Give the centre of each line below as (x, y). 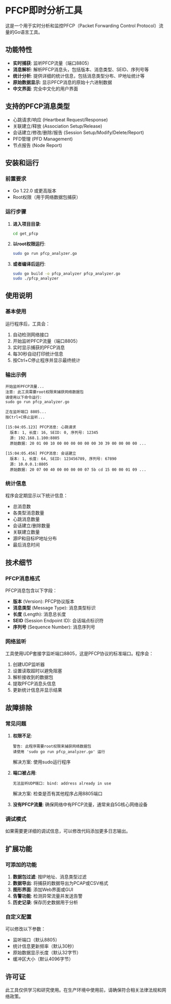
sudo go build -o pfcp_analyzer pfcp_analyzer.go (67, 274)
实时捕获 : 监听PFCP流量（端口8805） (52, 63)
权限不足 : (22, 736)
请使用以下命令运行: (24, 398)
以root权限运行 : (29, 244)
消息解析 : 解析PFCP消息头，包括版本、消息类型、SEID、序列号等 (81, 69)
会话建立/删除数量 (31, 526)
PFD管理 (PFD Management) (43, 139)
